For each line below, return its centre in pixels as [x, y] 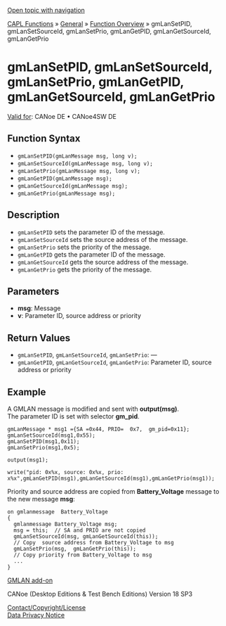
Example [27, 392]
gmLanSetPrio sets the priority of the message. [84, 247]
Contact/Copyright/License [47, 607]
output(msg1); [28, 460]
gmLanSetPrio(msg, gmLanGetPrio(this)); [75, 549]
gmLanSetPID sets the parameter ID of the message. [91, 232]
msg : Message [39, 308]
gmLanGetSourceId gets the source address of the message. [103, 262]
